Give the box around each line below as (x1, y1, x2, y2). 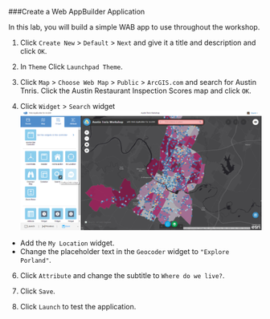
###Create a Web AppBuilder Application (8, 7, 145, 16)
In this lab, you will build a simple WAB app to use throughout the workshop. (8, 22, 260, 31)
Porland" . (19, 255, 52, 264)
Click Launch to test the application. (19, 301, 137, 311)
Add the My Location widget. (19, 238, 115, 248)
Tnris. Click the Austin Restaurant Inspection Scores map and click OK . (19, 86, 252, 95)
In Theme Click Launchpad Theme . (19, 62, 123, 71)
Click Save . (19, 286, 56, 296)
